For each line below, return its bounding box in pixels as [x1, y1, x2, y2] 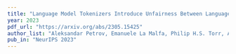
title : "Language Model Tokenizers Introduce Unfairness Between [7, 10, 202, 18]
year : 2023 [7, 17, 39, 24]
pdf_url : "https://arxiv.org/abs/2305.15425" [7, 23, 143, 30]
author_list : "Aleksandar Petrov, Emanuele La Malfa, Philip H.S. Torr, [7, 29, 225, 37]
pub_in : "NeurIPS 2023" [7, 36, 77, 43]
